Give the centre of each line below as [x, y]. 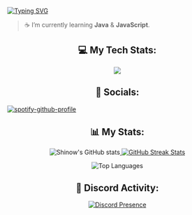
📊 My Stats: [117, 132]
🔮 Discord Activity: [117, 188]
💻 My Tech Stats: [117, 50]
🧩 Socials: [117, 92]
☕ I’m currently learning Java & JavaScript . [87, 25]
